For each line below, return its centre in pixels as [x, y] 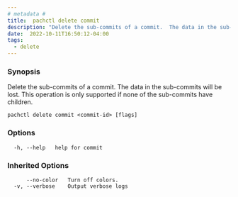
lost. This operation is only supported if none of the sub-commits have [110, 95]
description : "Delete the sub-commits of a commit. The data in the [112, 27]
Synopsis [24, 72]
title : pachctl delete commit [53, 21]
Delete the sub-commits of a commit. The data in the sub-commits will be [115, 87]
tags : [15, 40]
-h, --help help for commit [58, 147]
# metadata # [27, 14]
